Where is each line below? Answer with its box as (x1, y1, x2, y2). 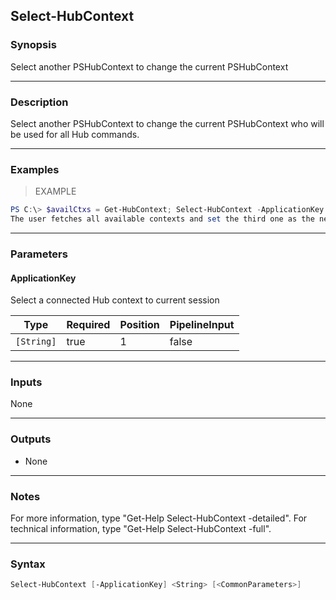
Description (10, 95, 69, 109)
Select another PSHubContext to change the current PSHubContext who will (10, 117, 325, 129)
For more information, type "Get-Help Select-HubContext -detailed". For (10, 512, 308, 524)
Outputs (10, 432, 52, 446)
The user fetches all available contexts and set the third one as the (10, 214, 315, 224)
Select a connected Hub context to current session (10, 294, 220, 306)
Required (66, 318, 111, 332)
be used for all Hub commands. (10, 128, 140, 140)
